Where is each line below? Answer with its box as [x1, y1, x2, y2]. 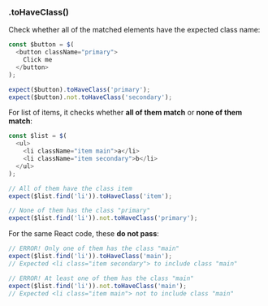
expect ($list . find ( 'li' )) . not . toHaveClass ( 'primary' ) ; [8, 214, 198, 222]
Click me [23, 56, 53, 64]
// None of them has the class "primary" [8, 206, 151, 215]
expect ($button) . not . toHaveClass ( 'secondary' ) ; [8, 93, 173, 101]
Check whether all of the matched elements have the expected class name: [8, 25, 261, 35]
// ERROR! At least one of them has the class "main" [8, 274, 195, 282]
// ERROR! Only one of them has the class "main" [8, 244, 180, 253]
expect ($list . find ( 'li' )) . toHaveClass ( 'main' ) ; [8, 252, 173, 261]
